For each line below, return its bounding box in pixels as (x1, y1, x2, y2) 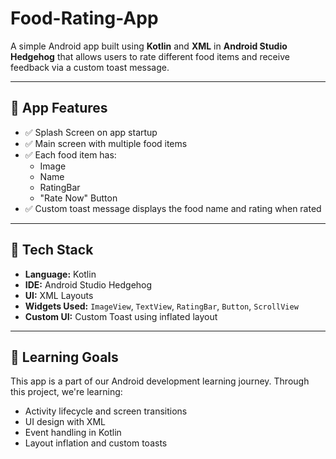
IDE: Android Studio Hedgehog (24, 278, 153, 291)
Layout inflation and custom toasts (24, 437, 168, 449)
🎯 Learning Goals (10, 348, 119, 366)
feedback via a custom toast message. (10, 61, 170, 73)
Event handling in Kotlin (24, 427, 122, 439)
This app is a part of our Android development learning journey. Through (10, 375, 310, 387)
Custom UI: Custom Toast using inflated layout (24, 310, 218, 322)
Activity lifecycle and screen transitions (24, 405, 188, 417)
